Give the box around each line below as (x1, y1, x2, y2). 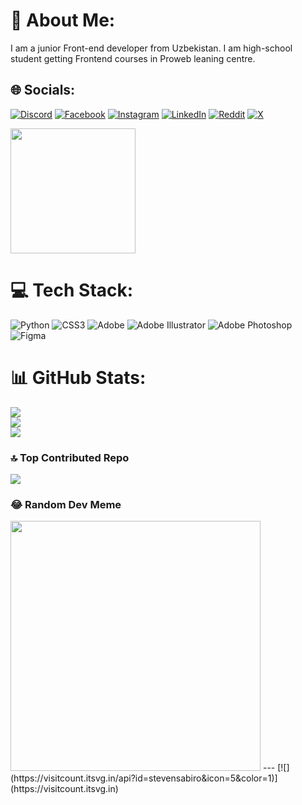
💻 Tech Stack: (10, 279, 134, 301)
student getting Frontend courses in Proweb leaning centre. (10, 52, 256, 64)
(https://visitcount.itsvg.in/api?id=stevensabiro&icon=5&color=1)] (10, 772, 278, 784)
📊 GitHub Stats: (10, 366, 147, 389)
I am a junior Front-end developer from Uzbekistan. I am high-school (10, 42, 293, 54)
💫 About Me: (10, 9, 116, 32)
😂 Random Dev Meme (10, 497, 122, 511)
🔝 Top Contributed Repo (10, 450, 130, 464)
